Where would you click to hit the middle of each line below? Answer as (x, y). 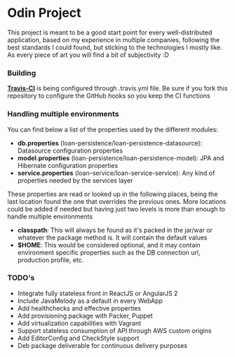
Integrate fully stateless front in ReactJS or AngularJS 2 (98, 293)
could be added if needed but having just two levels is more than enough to (116, 209)
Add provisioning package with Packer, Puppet (85, 316)
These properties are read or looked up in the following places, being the (113, 194)
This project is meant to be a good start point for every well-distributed (110, 32)
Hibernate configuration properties (68, 165)
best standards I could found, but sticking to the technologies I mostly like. (115, 47)
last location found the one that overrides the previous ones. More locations (117, 201)
